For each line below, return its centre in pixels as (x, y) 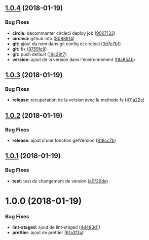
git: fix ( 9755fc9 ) (29, 49)
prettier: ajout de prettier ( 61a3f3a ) (48, 233)
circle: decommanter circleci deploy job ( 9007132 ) (64, 33)
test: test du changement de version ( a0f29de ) (60, 181)
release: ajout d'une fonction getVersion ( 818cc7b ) (64, 140)
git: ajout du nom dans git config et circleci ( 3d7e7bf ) (67, 44)
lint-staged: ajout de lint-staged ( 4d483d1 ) (56, 227)
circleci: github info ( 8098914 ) (43, 38)
